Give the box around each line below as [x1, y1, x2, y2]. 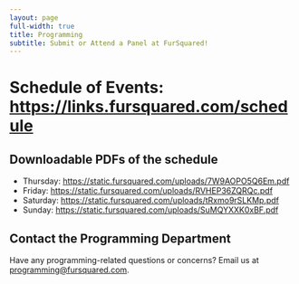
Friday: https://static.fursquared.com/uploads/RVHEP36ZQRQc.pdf [22, 185, 274, 196]
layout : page [9, 13, 59, 23]
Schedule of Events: [9, 78, 165, 98]
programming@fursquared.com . [9, 264, 130, 276]
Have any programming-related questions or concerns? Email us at [9, 255, 260, 266]
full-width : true [9, 22, 75, 31]
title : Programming [9, 30, 83, 39]
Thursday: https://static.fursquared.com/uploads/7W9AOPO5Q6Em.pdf [22, 175, 290, 186]
